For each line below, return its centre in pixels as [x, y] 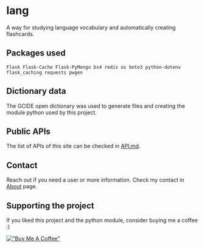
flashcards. [20, 34]
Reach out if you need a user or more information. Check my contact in [95, 180]
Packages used [36, 53]
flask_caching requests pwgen [45, 73]
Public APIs [28, 131]
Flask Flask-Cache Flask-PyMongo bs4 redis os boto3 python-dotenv [94, 67]
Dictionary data [36, 91]
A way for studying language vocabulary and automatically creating [91, 27]
